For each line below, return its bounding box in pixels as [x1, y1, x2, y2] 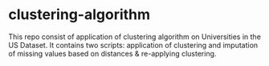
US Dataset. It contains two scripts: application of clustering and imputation [8, 40, 259, 49]
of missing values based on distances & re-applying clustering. [8, 49, 217, 58]
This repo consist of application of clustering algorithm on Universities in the [8, 32, 261, 41]
